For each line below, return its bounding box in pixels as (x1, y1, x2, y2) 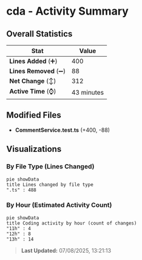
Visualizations (6, 144, 62, 154)
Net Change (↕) (9, 77, 56, 85)
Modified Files (6, 110, 62, 120)
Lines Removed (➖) (9, 67, 66, 75)
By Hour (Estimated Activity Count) (6, 201, 112, 209)
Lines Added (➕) (9, 57, 58, 65)
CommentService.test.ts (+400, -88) (15, 126, 110, 134)
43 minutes (71, 88, 104, 96)
